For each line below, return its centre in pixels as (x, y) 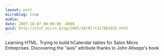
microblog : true (22, 14)
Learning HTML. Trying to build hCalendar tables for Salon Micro (72, 42)
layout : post (19, 10)
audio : (12, 19)
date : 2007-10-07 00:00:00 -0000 (40, 24)
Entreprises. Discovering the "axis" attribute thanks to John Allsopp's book (82, 48)
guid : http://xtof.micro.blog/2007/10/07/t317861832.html (67, 28)
